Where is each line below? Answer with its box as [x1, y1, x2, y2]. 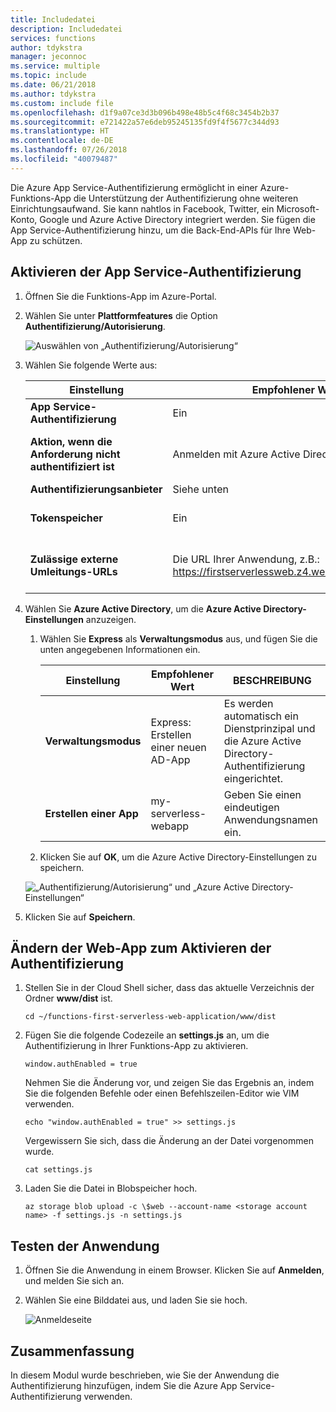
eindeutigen [223, 800, 280, 814]
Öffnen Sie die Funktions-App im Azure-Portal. [24, 290, 217, 302]
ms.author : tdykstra [10, 89, 97, 99]
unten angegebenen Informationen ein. [39, 643, 201, 655]
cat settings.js [24, 1165, 93, 1175]
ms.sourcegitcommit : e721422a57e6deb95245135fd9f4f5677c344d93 [10, 117, 280, 127]
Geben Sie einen [223, 787, 302, 801]
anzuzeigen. [85, 613, 137, 625]
